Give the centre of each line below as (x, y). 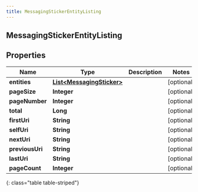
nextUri (20, 139)
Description (145, 72)
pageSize (23, 91)
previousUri (26, 149)
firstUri (19, 120)
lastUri (19, 158)
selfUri (19, 130)
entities (20, 82)
